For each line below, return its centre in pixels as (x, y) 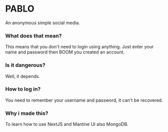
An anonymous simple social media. (43, 23)
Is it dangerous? (25, 65)
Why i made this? (27, 113)
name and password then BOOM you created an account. (65, 52)
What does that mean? (34, 36)
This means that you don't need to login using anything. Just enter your (79, 47)
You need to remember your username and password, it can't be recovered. (84, 100)
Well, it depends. (23, 76)
